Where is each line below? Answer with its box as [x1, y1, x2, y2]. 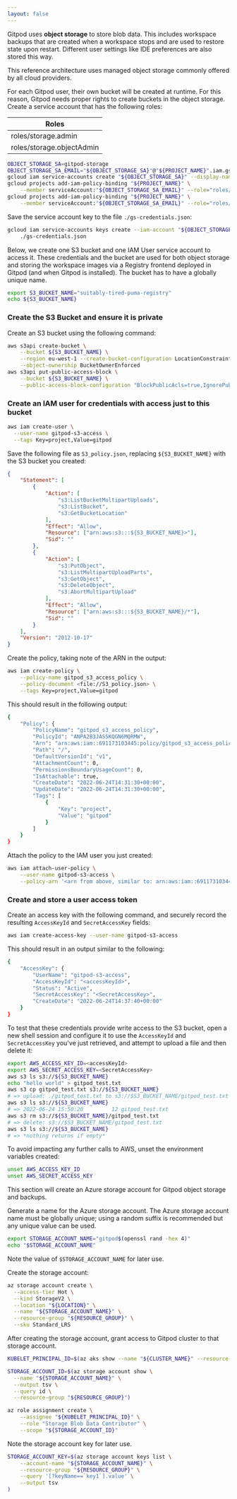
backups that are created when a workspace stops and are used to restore [7, 37, 224, 46]
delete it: [7, 1046, 33, 1055]
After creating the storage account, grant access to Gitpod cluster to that [7, 1334, 219, 1343]
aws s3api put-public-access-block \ [7, 369, 119, 376]
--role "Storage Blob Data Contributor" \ [20, 1421, 147, 1428]
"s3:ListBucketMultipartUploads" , [57, 497, 159, 504]
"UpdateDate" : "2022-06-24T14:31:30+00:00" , [32, 786, 166, 793]
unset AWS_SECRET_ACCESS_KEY [7, 1173, 93, 1180]
